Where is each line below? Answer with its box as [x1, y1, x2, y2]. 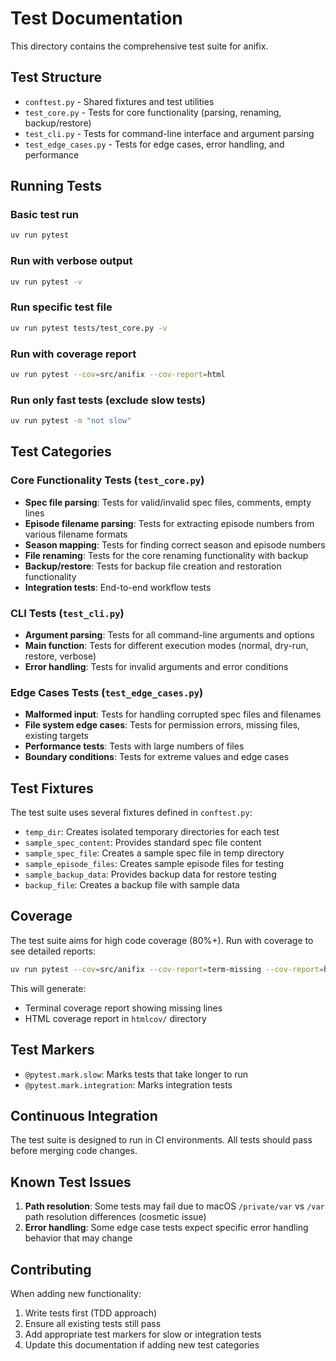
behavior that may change [24, 1232, 133, 1244]
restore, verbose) [24, 650, 97, 662]
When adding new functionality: [10, 1288, 142, 1300]
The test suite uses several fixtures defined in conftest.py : [10, 807, 253, 819]
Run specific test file [10, 300, 113, 314]
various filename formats [24, 528, 128, 540]
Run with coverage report [10, 347, 137, 361]
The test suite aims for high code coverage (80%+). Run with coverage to [10, 934, 314, 946]
